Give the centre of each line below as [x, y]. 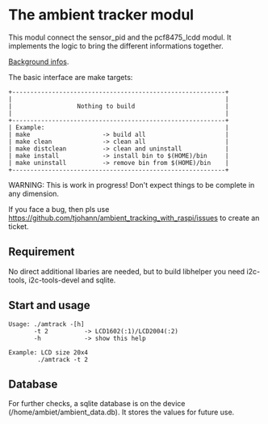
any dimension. [33, 193]
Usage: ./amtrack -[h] [46, 324]
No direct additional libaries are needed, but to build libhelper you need [127, 271]
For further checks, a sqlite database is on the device [97, 404]
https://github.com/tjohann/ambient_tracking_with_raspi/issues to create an [134, 218]
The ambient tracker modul [101, 15]
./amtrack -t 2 [63, 359]
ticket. [19, 226]
